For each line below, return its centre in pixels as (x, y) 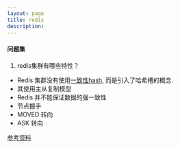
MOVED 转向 (35, 114)
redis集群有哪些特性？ (48, 65)
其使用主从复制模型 (44, 88)
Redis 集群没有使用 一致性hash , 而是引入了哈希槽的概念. (95, 80)
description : (26, 26)
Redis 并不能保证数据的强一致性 (62, 97)
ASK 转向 (30, 123)
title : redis (26, 20)
